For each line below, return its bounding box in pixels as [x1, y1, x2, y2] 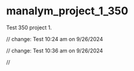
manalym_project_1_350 [6, 4, 129, 18]
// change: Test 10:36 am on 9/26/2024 [6, 47, 103, 54]
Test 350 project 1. [6, 24, 52, 31]
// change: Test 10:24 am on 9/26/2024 [6, 35, 103, 42]
